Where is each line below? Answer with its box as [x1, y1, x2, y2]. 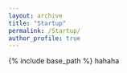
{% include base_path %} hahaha [8, 56, 120, 66]
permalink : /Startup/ [8, 26, 81, 34]
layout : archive [8, 11, 63, 20]
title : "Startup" [8, 19, 67, 27]
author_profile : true [8, 34, 81, 43]
